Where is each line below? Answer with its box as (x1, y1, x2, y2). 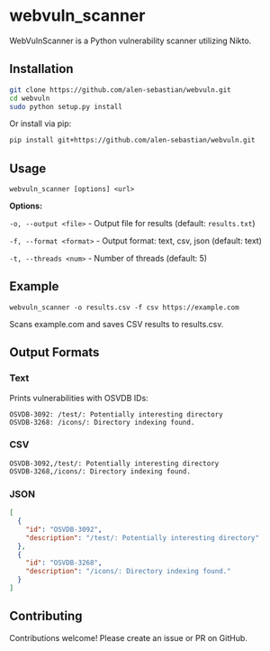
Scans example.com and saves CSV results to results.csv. (9, 318, 224, 329)
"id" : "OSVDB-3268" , (25, 558, 103, 568)
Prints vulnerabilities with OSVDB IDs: (9, 392, 148, 403)
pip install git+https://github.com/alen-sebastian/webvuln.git (9, 136, 256, 145)
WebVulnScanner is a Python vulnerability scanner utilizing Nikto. (9, 35, 252, 46)
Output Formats (9, 344, 100, 361)
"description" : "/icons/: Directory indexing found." (25, 567, 231, 576)
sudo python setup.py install (9, 102, 123, 111)
